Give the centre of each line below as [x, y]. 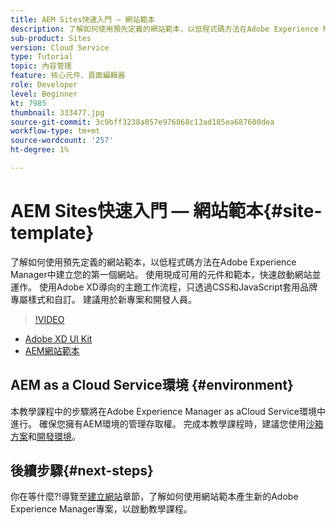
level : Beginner [44, 94]
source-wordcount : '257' [62, 141]
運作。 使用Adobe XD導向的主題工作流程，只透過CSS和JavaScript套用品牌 [164, 287]
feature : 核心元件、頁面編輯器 [68, 76]
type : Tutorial [42, 57]
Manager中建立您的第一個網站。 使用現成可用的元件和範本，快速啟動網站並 [166, 274]
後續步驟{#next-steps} [82, 471]
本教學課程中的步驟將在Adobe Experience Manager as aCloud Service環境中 [168, 411]
